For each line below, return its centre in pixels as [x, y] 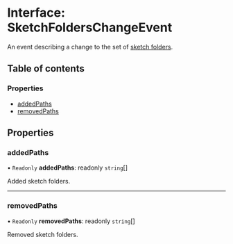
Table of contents [46, 68]
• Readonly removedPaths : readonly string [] [71, 221]
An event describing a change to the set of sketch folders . [90, 47]
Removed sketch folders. [43, 234]
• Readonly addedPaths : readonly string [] [68, 168]
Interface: [36, 13]
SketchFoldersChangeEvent [90, 27]
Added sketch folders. [39, 181]
